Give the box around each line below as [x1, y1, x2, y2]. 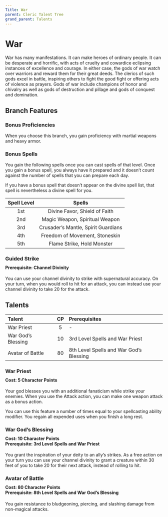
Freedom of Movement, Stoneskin [40, 232, 121, 239]
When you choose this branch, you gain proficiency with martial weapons [5, 133, 156, 138]
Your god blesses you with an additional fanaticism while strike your [5, 388, 145, 394]
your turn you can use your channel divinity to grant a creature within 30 [5, 457, 154, 463]
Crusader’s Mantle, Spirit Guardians [39, 224, 122, 231]
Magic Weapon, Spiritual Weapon [41, 216, 120, 223]
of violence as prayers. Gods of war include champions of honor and [5, 81, 147, 87]
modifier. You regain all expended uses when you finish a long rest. [5, 413, 143, 420]
